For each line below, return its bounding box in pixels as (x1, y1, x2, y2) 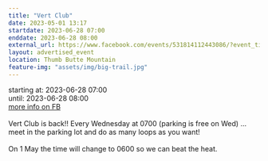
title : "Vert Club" (8, 11, 73, 20)
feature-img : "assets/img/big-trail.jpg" (8, 63, 148, 71)
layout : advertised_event (8, 48, 94, 56)
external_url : (8, 41, 56, 49)
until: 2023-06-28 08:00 (8, 93, 89, 103)
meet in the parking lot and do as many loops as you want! (8, 127, 201, 136)
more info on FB (8, 102, 61, 111)
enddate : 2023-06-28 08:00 (8, 33, 98, 42)
